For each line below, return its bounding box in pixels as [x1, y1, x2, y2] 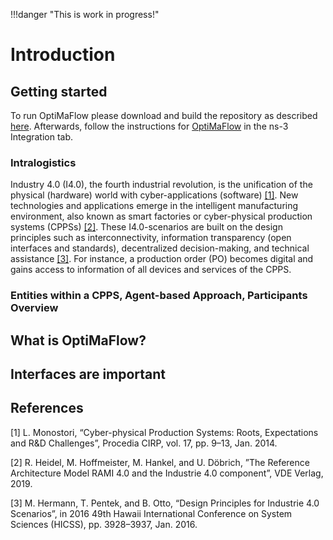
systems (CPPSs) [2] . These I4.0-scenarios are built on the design [10, 221, 283, 233]
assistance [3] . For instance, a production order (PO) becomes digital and [10, 253, 314, 265]
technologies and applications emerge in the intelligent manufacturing [10, 200, 299, 212]
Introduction [10, 44, 116, 66]
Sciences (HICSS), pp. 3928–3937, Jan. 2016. [10, 518, 198, 530]
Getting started [10, 83, 108, 100]
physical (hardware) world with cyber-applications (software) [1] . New [10, 189, 299, 201]
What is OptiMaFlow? [10, 332, 147, 349]
